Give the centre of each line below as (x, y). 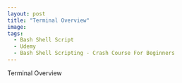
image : (17, 27)
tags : (15, 33)
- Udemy (25, 46)
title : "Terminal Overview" (49, 20)
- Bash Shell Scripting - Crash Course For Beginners (94, 53)
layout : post (26, 14)
